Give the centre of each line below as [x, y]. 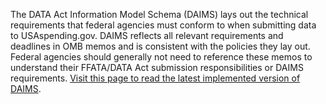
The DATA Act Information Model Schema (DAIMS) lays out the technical [159, 14]
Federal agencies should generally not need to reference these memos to [161, 57]
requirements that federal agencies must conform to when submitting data [163, 25]
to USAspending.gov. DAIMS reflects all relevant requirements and [147, 35]
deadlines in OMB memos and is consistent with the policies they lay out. [160, 46]
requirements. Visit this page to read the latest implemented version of [155, 78]
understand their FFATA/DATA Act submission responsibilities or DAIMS [157, 67]
